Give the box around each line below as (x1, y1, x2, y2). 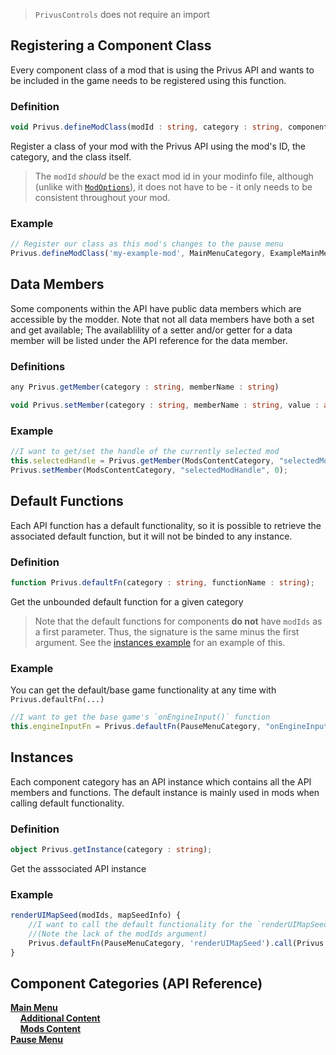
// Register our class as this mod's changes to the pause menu (10, 239, 284, 249)
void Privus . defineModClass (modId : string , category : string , (10, 122, 284, 133)
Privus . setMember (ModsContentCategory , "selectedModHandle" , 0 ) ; (10, 465, 288, 475)
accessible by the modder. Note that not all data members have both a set (10, 313, 315, 325)
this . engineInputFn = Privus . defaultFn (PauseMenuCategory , (10, 721, 262, 731)
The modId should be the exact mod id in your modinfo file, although (34, 170, 314, 182)
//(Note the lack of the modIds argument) (28, 929, 208, 939)
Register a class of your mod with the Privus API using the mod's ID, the (10, 140, 306, 152)
